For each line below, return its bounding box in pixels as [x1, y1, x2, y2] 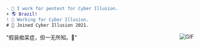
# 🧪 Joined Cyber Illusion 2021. [6, 22, 89, 28]
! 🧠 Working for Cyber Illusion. [6, 17, 89, 23]
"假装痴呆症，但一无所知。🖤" [6, 33, 77, 41]
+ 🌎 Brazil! [6, 11, 37, 17]
